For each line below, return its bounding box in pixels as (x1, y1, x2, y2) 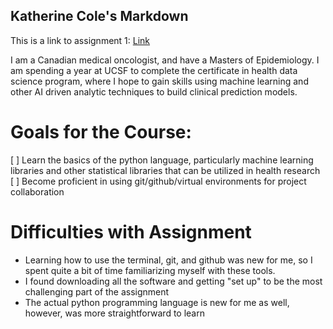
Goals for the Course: (10, 121, 192, 143)
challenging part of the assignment (24, 285, 170, 298)
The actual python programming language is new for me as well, (24, 296, 290, 308)
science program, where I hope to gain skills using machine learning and (10, 75, 309, 87)
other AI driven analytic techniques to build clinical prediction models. (10, 85, 298, 98)
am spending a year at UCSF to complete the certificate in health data (10, 64, 298, 76)
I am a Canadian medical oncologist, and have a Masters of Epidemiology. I (10, 54, 320, 66)
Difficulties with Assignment (10, 220, 252, 243)
